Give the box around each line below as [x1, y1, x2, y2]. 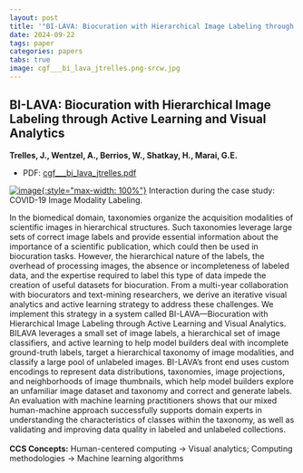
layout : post [9, 13, 59, 23]
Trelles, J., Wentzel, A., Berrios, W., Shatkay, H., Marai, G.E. [9, 150, 238, 160]
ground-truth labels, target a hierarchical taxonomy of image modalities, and [9, 346, 295, 358]
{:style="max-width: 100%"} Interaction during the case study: [41, 185, 275, 196]
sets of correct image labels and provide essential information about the [9, 231, 279, 242]
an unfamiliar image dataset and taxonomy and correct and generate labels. [9, 385, 293, 396]
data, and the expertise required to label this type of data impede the [9, 269, 267, 281]
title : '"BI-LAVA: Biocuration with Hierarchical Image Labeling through [9, 22, 295, 31]
